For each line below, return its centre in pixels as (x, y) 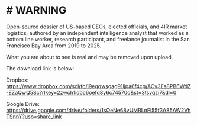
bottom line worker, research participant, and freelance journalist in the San (98, 39)
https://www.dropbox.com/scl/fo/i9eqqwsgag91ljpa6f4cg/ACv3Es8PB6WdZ (98, 86)
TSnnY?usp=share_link (34, 117)
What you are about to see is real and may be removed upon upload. (90, 57)
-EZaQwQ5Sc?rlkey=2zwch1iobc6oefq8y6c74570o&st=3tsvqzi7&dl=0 (91, 92)
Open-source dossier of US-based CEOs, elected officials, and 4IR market (97, 27)
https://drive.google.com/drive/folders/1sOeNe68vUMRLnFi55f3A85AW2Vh (98, 110)
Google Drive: (23, 104)
